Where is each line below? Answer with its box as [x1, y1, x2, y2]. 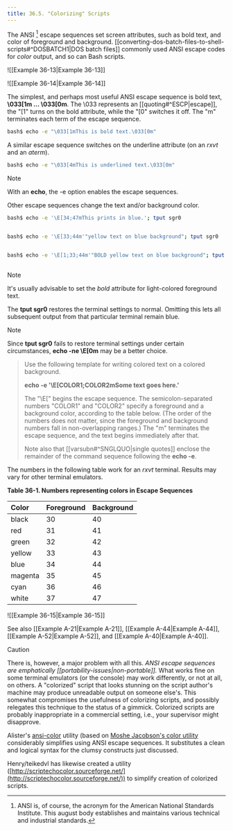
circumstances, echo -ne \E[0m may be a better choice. [7, 346, 168, 354]
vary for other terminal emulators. [7, 472, 103, 481]
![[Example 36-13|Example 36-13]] [7, 66, 105, 74]
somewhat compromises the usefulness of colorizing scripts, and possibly [7, 695, 220, 704]
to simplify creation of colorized [127, 774, 218, 782]
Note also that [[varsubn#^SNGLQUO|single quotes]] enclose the [24, 445, 210, 453]
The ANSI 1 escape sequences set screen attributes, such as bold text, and [7, 29, 221, 39]
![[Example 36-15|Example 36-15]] [7, 611, 105, 619]
